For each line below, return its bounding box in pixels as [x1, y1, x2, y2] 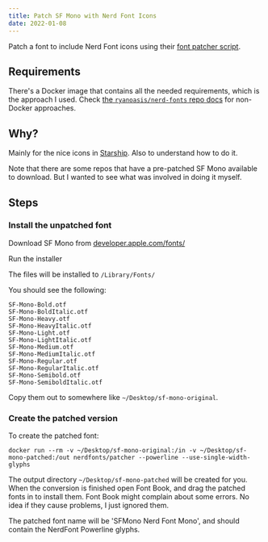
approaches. [34, 103, 77, 113]
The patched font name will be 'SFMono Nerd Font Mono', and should [8, 516, 240, 526]
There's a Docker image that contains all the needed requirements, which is [8, 86, 260, 96]
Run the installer [8, 253, 63, 263]
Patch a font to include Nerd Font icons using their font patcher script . [8, 41, 241, 51]
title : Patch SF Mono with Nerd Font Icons [8, 11, 157, 20]
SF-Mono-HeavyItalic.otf [8, 322, 92, 330]
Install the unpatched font [8, 219, 112, 231]
